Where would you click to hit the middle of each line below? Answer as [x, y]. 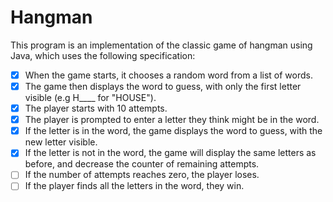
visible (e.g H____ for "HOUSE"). [90, 98]
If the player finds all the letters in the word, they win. [134, 186]
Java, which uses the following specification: [103, 55]
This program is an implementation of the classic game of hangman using [161, 45]
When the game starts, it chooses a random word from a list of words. [169, 75]
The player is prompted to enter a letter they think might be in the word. [172, 120]
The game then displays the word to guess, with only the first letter [163, 86]
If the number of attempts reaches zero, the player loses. [142, 175]
